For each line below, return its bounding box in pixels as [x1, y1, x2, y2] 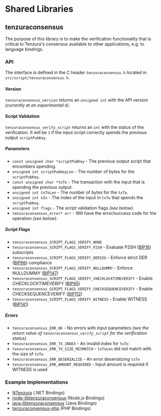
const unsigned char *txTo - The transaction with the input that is [12, 179, 145, 185]
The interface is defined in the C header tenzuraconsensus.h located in [5, 69, 147, 75]
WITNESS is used [12, 366, 48, 372]
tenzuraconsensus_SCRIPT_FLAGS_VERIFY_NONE [12, 240, 102, 245]
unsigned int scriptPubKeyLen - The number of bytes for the [12, 168, 135, 174]
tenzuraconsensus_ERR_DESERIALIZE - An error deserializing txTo [12, 356, 140, 362]
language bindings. [5, 46, 44, 52]
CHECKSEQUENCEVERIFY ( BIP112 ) [12, 291, 83, 297]
